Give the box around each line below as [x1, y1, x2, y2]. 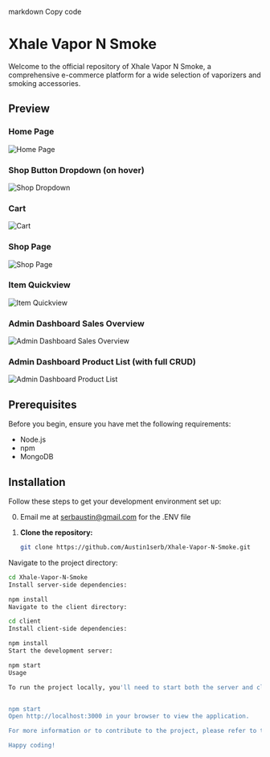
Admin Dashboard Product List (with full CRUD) [8, 356, 197, 368]
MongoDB [19, 452, 54, 462]
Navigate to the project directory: [8, 557, 118, 567]
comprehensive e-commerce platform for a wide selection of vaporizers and [8, 70, 261, 80]
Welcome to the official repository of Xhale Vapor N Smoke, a [8, 61, 211, 71]
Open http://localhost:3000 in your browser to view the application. [8, 712, 250, 721]
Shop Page [8, 241, 52, 253]
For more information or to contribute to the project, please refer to [8, 727, 257, 735]
